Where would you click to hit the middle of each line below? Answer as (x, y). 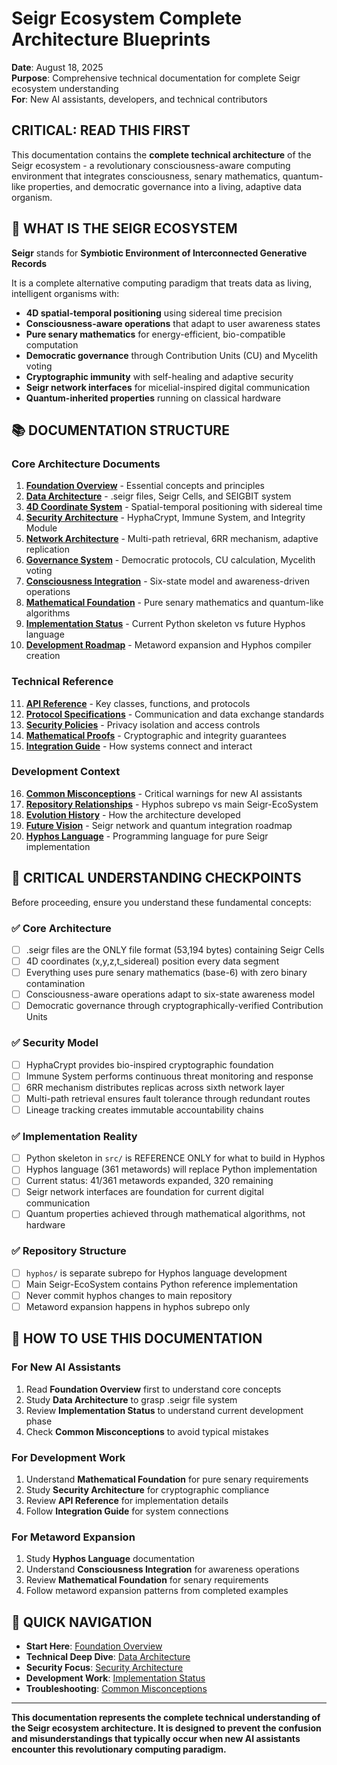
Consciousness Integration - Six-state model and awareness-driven (167, 581)
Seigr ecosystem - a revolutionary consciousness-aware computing (151, 165)
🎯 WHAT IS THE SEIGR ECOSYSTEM (124, 228)
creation (43, 656)
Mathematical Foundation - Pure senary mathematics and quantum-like (174, 603)
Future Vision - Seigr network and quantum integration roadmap (159, 825)
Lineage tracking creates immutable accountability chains (144, 1109)
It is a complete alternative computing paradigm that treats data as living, (162, 283)
